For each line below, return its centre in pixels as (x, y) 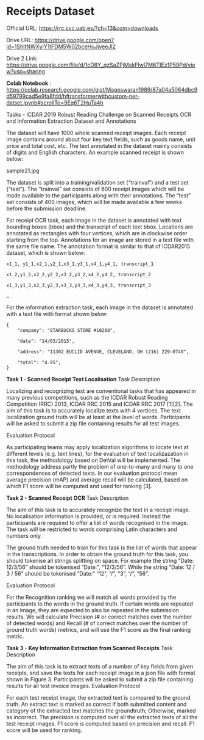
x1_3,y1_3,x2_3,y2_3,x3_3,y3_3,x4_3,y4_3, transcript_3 (79, 285)
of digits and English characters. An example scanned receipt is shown (95, 152)
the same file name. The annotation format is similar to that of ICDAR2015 (98, 246)
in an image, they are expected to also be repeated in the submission (93, 610)
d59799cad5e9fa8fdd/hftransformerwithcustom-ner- (73, 96)
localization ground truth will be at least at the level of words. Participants (98, 417)
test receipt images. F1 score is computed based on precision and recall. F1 (100, 724)
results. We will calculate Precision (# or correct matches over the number (99, 617)
